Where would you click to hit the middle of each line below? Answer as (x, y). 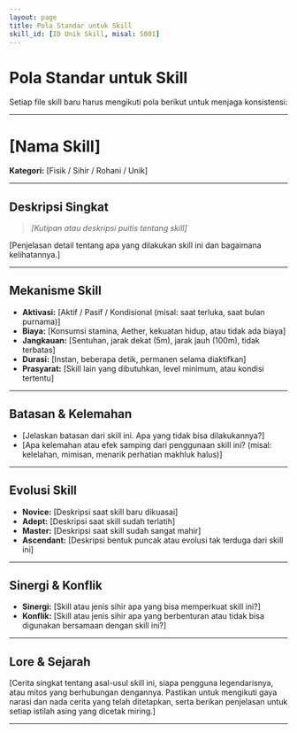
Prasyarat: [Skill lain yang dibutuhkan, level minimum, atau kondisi (143, 368)
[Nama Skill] (55, 146)
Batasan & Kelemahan (71, 414)
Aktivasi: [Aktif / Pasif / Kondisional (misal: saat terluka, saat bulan (143, 312)
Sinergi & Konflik (56, 585)
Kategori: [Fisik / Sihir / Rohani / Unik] (79, 171)
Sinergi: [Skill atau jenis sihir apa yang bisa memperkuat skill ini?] (141, 606)
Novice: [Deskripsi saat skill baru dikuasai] (100, 512)
